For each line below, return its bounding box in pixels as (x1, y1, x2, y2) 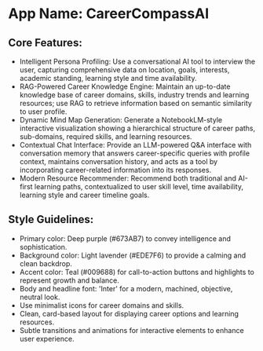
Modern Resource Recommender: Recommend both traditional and (19, 174, 237, 183)
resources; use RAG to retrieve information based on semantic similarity (19, 99, 253, 108)
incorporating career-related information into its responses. (19, 166, 212, 174)
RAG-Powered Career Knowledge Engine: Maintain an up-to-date (19, 82, 231, 91)
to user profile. (19, 107, 68, 116)
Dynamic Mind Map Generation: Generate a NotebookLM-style (19, 115, 222, 124)
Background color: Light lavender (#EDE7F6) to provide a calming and (19, 250, 246, 260)
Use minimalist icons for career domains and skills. (19, 300, 184, 310)
